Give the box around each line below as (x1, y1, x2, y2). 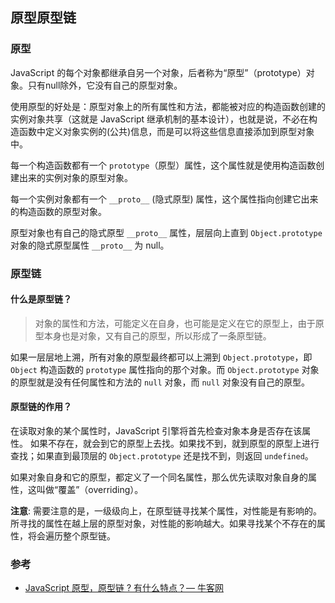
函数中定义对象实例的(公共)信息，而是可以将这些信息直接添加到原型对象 (18, 125, 315, 137)
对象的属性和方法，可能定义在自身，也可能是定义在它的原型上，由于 (34, 317, 316, 329)
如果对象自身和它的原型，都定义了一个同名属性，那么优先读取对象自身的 (10, 471, 308, 483)
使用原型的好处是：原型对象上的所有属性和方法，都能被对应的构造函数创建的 (10, 100, 326, 112)
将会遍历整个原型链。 (27, 530, 116, 542)
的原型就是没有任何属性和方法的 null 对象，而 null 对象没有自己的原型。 (10, 376, 311, 388)
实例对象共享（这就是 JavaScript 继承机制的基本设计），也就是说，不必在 (10, 113, 310, 125)
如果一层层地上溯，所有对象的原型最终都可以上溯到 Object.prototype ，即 (10, 351, 313, 363)
